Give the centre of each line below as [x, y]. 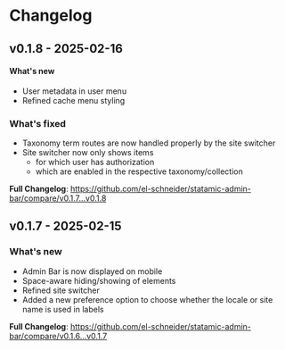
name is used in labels [63, 309]
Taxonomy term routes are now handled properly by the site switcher [149, 143]
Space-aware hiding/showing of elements [99, 280]
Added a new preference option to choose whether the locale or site [147, 299]
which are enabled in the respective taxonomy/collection [139, 171]
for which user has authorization [95, 162]
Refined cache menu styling [73, 100]
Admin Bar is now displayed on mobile [92, 271]
